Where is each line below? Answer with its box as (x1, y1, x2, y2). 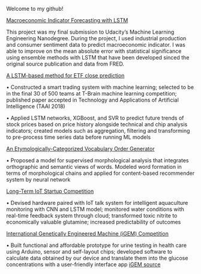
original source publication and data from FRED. (6, 60, 125, 67)
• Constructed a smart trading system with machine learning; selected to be (6, 84, 194, 91)
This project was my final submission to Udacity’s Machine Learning (6, 28, 175, 35)
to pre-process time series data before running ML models (6, 133, 151, 141)
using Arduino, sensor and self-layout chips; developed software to (6, 248, 173, 255)
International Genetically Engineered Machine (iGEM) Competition (6, 230, 169, 237)
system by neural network (6, 176, 71, 183)
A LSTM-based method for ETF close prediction (6, 72, 125, 79)
